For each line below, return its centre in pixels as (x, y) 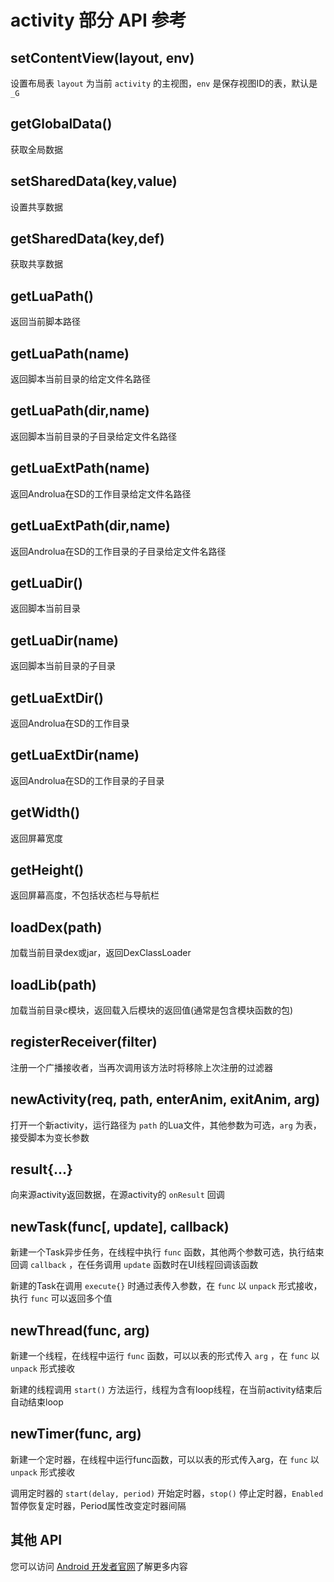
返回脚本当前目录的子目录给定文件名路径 (93, 436)
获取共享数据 (36, 264)
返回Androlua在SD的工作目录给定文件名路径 (101, 493)
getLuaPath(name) (70, 353)
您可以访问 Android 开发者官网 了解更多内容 (99, 1566)
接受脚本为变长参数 (50, 1137)
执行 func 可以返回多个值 (61, 1298)
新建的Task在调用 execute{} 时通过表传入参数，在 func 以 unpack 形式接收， (166, 1286)
